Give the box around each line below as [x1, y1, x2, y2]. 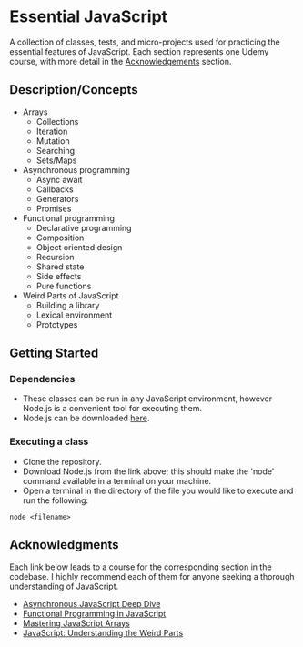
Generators [35, 193, 79, 204]
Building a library [35, 299, 100, 310]
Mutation [35, 135, 70, 147]
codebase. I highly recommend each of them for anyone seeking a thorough [9, 571, 295, 581]
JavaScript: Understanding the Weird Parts [22, 627, 184, 638]
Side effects [35, 270, 82, 281]
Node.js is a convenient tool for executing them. [22, 403, 203, 414]
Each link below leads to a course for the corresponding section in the [9, 561, 272, 572]
